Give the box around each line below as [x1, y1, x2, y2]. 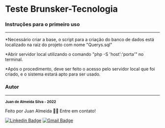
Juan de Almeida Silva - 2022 [5, 99, 56, 104]
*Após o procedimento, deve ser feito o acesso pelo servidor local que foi [5, 66, 155, 72]
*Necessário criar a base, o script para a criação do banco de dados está [5, 37, 154, 43]
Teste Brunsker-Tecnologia [5, 3, 118, 15]
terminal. [5, 56, 23, 62]
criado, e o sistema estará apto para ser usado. [5, 71, 101, 77]
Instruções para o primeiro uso [5, 21, 80, 28]
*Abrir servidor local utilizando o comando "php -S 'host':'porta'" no [5, 51, 144, 57]
